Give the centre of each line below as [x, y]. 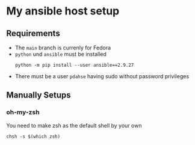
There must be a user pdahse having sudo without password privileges [102, 76]
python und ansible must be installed [61, 54]
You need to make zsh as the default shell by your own [74, 125]
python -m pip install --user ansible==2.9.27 [74, 65]
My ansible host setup [63, 11]
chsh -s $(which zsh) [33, 137]
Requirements [33, 33]
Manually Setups [39, 95]
